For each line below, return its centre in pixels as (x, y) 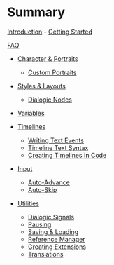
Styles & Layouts (42, 86)
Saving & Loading (53, 231)
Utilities (28, 203)
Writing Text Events (56, 140)
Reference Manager (56, 239)
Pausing (40, 224)
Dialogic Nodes (50, 100)
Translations (45, 254)
